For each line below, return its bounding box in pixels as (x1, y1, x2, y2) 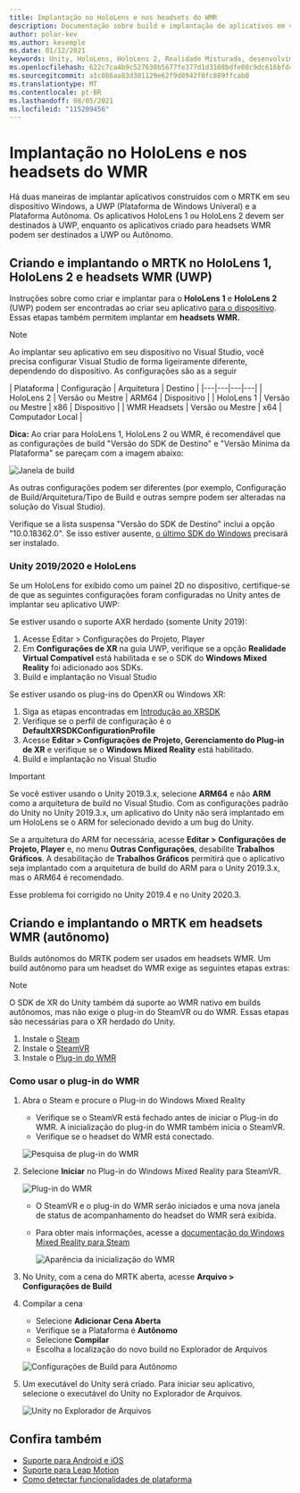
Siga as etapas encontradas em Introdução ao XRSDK (21, 707, 221, 717)
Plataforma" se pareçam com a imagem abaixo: (9, 448, 184, 458)
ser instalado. (9, 538, 60, 548)
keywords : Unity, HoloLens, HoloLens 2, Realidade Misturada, (9, 55, 246, 63)
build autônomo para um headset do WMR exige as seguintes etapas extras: (9, 962, 290, 974)
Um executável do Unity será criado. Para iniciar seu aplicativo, (21, 1379, 255, 1389)
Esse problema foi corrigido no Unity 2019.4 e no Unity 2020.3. (9, 890, 242, 901)
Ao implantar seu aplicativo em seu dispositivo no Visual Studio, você (9, 347, 265, 357)
